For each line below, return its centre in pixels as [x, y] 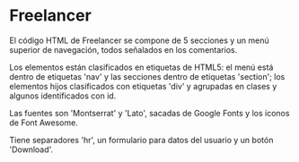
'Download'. [31, 149]
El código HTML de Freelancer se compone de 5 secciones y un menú [139, 40]
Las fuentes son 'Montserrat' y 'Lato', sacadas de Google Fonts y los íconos [149, 113]
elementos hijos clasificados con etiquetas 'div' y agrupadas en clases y [143, 86]
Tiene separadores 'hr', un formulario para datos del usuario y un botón [141, 140]
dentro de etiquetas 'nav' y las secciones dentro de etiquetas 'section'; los [147, 76]
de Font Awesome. [44, 123]
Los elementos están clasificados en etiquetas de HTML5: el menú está [141, 67]
